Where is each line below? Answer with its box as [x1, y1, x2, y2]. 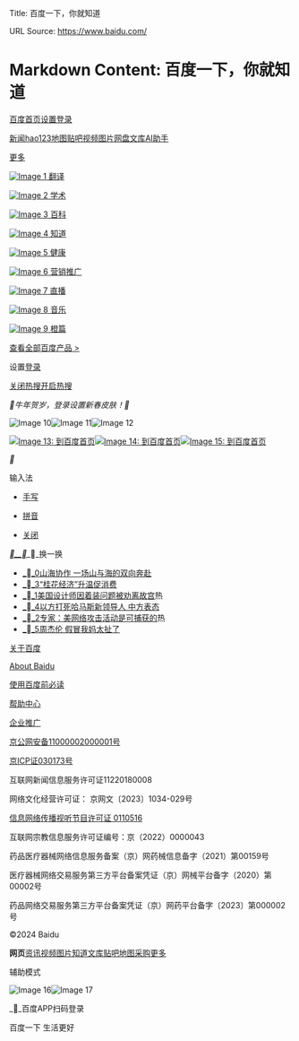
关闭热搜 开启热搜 [9, 380, 73, 391]
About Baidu [9, 660, 56, 671]
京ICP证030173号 [9, 755, 73, 766]
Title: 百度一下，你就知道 [9, 8, 101, 18]
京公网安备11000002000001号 [9, 736, 121, 747]
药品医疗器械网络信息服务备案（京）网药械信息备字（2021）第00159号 [9, 850, 269, 861]
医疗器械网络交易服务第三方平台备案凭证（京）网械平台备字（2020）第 [9, 869, 272, 881]
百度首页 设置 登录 [9, 113, 73, 124]
